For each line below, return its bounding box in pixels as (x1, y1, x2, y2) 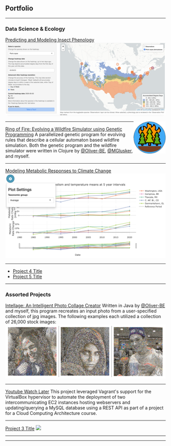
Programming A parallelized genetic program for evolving (5, 132, 126, 138)
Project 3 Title (5, 425, 35, 431)
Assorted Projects (5, 291, 51, 298)
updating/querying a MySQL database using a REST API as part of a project (5, 405, 164, 411)
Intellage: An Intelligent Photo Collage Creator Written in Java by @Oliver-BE (5, 303, 165, 309)
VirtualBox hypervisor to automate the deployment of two (5, 393, 126, 400)
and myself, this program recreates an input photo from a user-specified (5, 308, 157, 314)
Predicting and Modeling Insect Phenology (5, 37, 95, 43)
